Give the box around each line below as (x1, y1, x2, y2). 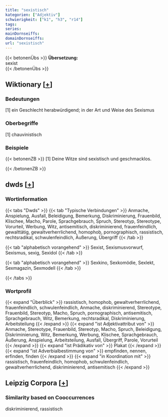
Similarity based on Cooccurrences (5, 394, 95, 401)
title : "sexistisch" (5, 7, 49, 13)
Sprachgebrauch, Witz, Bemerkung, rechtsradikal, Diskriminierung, (5, 316, 146, 322)
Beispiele (5, 144, 29, 151)
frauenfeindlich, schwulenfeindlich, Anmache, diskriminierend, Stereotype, (5, 304, 162, 311)
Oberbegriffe (5, 120, 38, 127)
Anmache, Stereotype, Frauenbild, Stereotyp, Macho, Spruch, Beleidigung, (5, 326, 162, 332)
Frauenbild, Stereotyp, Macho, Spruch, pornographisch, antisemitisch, (5, 310, 153, 316)
